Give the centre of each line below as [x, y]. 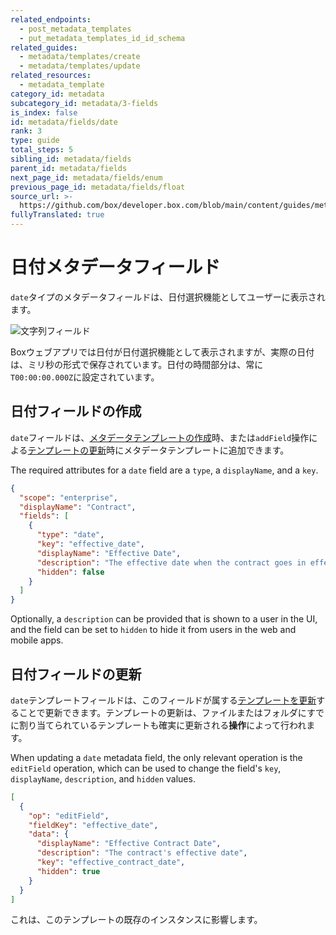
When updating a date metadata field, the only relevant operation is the [156, 757]
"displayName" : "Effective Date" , [109, 553]
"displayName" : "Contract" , [78, 507]
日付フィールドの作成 [76, 411]
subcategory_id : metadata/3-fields [84, 103]
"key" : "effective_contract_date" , [111, 862]
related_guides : [44, 47]
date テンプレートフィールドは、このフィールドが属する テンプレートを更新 [163, 700]
